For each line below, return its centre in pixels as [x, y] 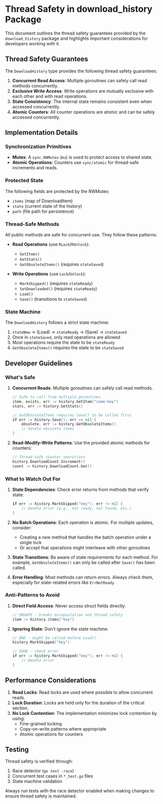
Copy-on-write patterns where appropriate [63, 729]
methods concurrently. [35, 86]
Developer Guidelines [39, 363]
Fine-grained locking [41, 724]
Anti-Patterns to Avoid [33, 595]
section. [20, 708]
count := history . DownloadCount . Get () [52, 466]
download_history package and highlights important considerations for [76, 38]
